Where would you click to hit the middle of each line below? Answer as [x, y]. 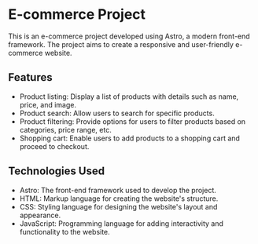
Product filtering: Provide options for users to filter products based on [133, 121]
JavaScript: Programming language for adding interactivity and [122, 223]
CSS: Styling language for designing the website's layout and [118, 206]
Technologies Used [56, 171]
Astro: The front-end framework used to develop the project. [118, 190]
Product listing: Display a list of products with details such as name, [129, 97]
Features [30, 77]
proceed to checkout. [54, 146]
